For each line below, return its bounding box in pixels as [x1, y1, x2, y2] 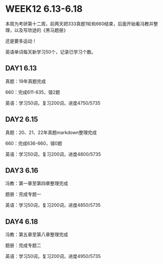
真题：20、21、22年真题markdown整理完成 [5, 129, 97, 136]
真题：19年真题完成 [5, 78, 46, 84]
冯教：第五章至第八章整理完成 [5, 231, 68, 238]
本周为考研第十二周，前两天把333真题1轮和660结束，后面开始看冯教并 [5, 20, 154, 27]
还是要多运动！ [5, 38, 37, 44]
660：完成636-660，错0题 [5, 140, 62, 146]
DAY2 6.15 [5, 115, 38, 124]
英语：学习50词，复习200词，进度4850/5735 [5, 202, 101, 208]
